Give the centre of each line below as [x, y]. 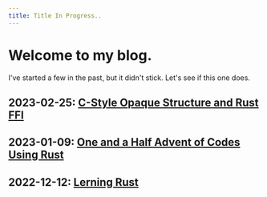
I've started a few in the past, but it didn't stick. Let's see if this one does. [129, 78]
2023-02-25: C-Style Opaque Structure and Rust [133, 102]
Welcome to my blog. [80, 55]
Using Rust [36, 155]
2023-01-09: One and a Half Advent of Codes [124, 142]
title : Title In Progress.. [55, 16]
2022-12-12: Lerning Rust [73, 182]
